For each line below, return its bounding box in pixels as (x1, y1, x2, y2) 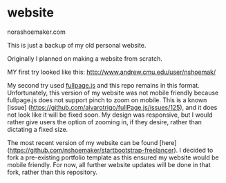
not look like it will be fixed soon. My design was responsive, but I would (7, 110, 213, 119)
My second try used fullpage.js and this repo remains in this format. (7, 81, 200, 89)
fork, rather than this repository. (7, 168, 98, 176)
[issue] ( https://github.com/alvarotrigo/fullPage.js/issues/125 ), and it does (7, 103, 218, 111)
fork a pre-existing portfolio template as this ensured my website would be (7, 153, 219, 162)
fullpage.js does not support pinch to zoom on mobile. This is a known (7, 95, 207, 104)
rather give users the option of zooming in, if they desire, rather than (7, 117, 202, 126)
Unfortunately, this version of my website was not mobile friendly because (7, 88, 219, 97)
